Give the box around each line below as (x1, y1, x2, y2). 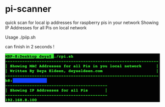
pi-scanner (5, 3, 52, 15)
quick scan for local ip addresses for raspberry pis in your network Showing (5, 20, 159, 25)
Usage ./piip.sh (5, 34, 36, 40)
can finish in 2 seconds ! (5, 43, 55, 49)
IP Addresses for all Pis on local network (5, 24, 87, 30)
